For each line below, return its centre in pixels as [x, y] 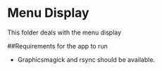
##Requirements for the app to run [57, 46]
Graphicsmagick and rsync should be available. [86, 59]
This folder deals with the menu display [64, 32]
